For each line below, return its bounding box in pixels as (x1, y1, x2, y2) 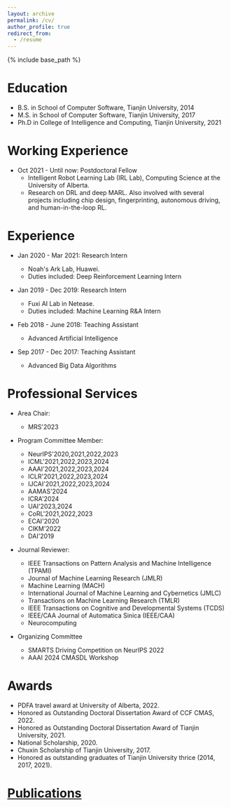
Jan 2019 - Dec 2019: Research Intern (17, 286, 127, 294)
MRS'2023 (27, 422, 59, 431)
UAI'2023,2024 (27, 502, 73, 510)
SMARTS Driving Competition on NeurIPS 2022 (27, 646, 164, 654)
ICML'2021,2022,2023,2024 (27, 457, 110, 465)
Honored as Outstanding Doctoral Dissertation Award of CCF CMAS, (17, 708, 215, 716)
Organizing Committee (17, 632, 83, 641)
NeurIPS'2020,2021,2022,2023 (27, 450, 119, 458)
